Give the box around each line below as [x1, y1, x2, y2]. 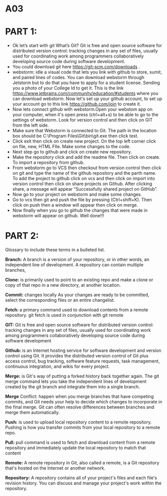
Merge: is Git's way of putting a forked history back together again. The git [5, 373, 160, 379]
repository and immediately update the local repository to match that [5, 445, 146, 451]
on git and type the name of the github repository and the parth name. [12, 170, 157, 176]
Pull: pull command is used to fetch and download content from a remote [5, 439, 156, 445]
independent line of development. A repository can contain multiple [5, 262, 144, 268]
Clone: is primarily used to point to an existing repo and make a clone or [5, 277, 154, 283]
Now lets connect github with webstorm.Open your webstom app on [12, 106, 153, 113]
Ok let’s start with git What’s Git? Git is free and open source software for [12, 43, 163, 49]
